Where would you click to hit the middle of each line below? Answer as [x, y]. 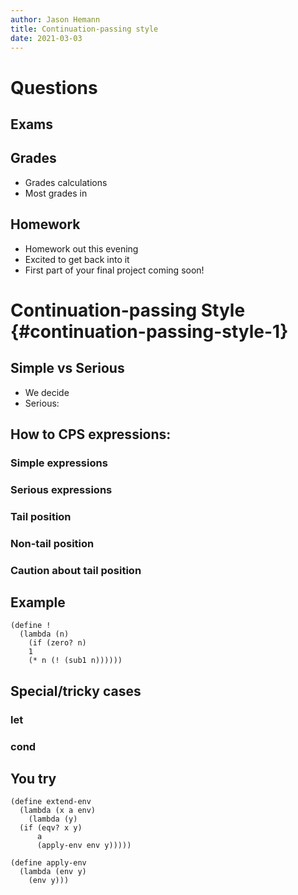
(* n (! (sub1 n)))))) [75, 661]
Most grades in [56, 193]
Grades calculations [66, 182]
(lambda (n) [44, 634]
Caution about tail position [76, 570]
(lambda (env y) [53, 872]
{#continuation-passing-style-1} [149, 331]
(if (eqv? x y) [51, 828]
